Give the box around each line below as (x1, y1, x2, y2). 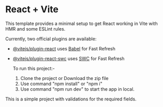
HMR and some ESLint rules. (5, 25, 66, 32)
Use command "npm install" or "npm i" (20, 81, 103, 87)
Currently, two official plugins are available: (5, 36, 97, 42)
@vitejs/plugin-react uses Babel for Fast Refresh (12, 45, 116, 51)
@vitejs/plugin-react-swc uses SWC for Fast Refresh (12, 55, 125, 62)
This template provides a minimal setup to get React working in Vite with (5, 20, 158, 26)
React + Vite (5, 4, 59, 15)
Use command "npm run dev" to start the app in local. (20, 86, 135, 92)
